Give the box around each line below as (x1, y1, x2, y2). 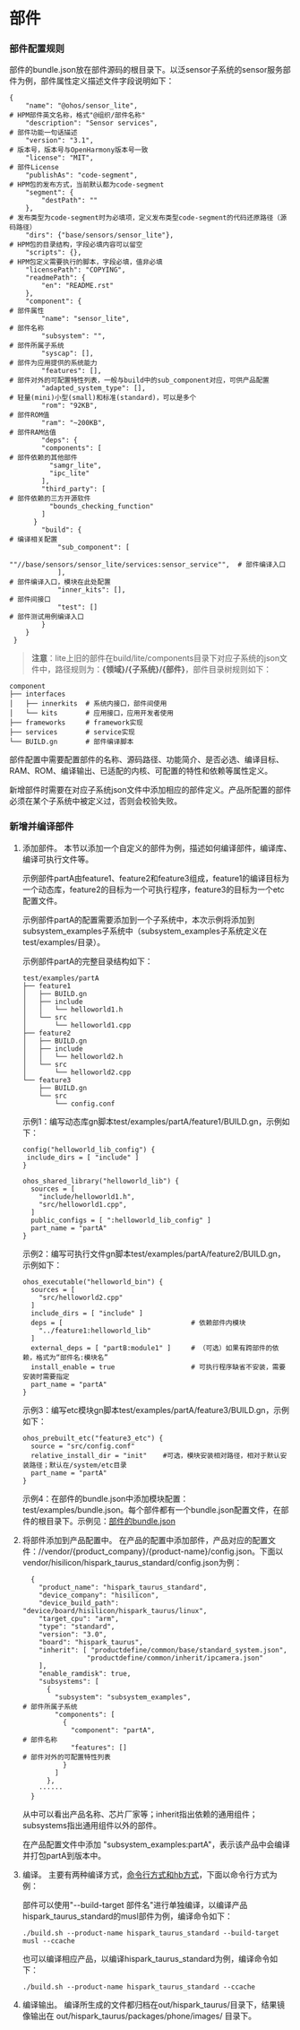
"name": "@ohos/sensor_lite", (25, 101, 139, 110)
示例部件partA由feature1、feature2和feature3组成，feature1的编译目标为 (21, 872, 289, 883)
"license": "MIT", (25, 153, 94, 162)
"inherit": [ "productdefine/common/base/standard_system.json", (39, 1645, 288, 1654)
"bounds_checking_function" (48, 502, 154, 511)
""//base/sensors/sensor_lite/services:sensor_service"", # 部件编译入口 (9, 560, 287, 569)
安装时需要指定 (21, 1372, 70, 1381)
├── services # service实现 (9, 728, 136, 737)
